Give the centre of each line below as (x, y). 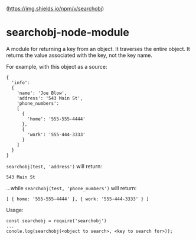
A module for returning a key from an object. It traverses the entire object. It (98, 49)
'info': (21, 82)
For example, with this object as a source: (57, 66)
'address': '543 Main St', (50, 98)
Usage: (15, 210)
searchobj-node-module (68, 33)
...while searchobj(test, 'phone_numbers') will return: (71, 188)
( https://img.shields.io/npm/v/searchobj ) (55, 9)
